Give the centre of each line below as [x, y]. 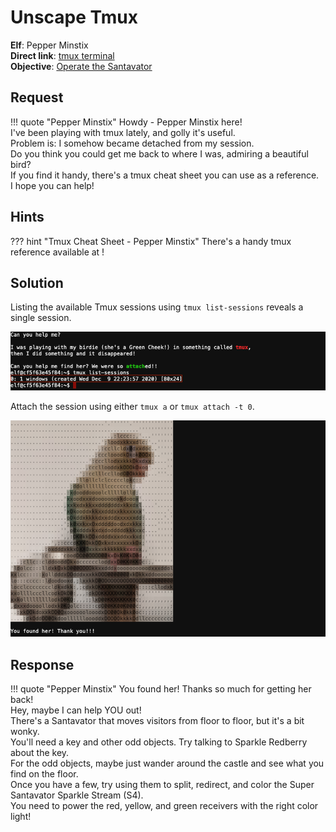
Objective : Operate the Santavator [81, 66]
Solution [37, 282]
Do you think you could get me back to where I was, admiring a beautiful [159, 153]
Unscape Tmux [74, 17]
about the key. [40, 753]
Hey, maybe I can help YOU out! [76, 710]
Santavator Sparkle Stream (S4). [77, 795]
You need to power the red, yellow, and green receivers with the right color [164, 806]
